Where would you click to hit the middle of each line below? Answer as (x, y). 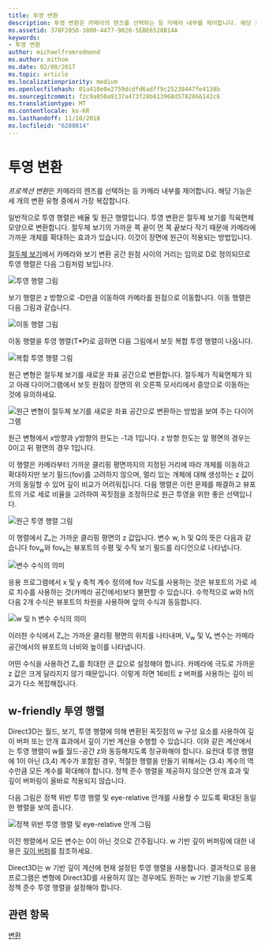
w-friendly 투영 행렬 (56, 711)
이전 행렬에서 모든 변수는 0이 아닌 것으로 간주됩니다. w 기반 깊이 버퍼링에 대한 (127, 841)
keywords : (24, 38)
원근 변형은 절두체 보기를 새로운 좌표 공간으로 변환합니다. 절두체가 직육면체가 (126, 374)
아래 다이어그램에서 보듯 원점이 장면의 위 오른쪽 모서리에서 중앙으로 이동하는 (133, 384)
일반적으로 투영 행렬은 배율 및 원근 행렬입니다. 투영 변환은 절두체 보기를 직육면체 (131, 217)
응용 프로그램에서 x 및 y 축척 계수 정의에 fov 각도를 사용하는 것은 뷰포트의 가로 (128, 583)
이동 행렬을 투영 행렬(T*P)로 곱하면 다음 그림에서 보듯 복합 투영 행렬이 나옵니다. (131, 341)
